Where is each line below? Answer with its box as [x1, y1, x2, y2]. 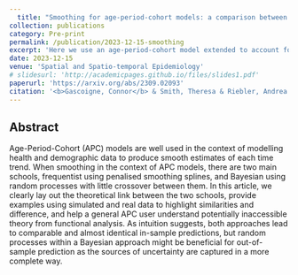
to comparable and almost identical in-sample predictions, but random [9, 227, 266, 239]
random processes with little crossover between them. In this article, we [9, 180, 272, 191]
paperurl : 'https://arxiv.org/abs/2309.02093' [9, 79, 184, 88]
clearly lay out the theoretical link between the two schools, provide [9, 190, 257, 201]
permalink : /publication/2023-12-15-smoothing [9, 37, 184, 47]
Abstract [9, 119, 59, 134]
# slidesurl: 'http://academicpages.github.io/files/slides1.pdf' [9, 71, 260, 80]
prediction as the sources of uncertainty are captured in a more [37, 247, 270, 257]
